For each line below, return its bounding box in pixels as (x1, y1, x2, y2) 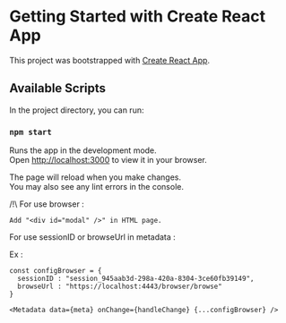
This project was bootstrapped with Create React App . (9, 55, 211, 65)
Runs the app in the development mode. (9, 145, 157, 156)
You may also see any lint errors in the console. (9, 182, 184, 192)
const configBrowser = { (9, 267, 102, 276)
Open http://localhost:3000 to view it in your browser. (9, 155, 208, 166)
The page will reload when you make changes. (9, 172, 182, 183)
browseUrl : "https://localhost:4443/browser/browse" (17, 282, 222, 292)
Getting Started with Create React (9, 6, 266, 27)
